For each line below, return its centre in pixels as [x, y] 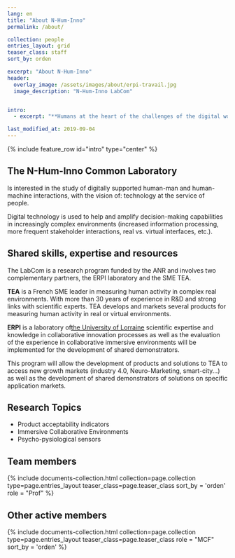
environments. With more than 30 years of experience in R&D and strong [112, 299]
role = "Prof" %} [31, 493]
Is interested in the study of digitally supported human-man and [99, 188]
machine [20, 195]
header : [19, 78]
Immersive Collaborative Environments [73, 432]
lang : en [20, 14]
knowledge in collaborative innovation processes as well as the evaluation [114, 334]
